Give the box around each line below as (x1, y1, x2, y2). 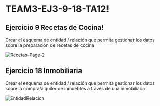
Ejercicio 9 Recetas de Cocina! (5, 23, 104, 32)
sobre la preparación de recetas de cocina (5, 42, 94, 48)
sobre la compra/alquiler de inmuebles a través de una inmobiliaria (5, 85, 145, 91)
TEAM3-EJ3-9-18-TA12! (5, 3, 110, 15)
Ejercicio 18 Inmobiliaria (5, 66, 83, 75)
